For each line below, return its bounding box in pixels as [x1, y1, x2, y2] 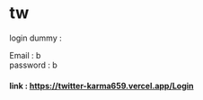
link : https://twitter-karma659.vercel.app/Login [9, 80, 194, 91]
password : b [9, 59, 58, 70]
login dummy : [9, 32, 62, 43]
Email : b [9, 50, 41, 60]
